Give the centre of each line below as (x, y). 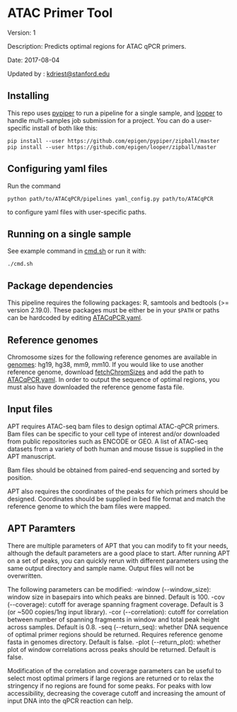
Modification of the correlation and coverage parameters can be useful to (114, 670)
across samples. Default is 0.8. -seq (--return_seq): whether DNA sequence (118, 626)
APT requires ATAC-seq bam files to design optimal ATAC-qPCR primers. (113, 426)
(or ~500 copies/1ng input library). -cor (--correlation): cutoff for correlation (118, 612)
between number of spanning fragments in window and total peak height (114, 619)
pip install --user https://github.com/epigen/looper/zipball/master (112, 147)
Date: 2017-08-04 (34, 60)
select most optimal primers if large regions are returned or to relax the (111, 678)
